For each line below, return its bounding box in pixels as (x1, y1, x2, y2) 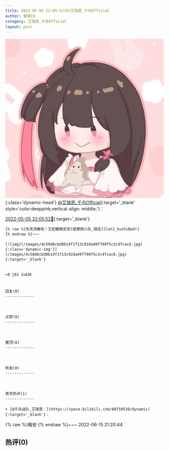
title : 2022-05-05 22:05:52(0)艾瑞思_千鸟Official (5, 8, 110, 13)
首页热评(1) (5, 391, 28, 396)
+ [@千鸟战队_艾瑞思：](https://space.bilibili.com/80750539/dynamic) (5, 407, 150, 412)
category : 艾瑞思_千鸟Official (5, 19, 67, 24)
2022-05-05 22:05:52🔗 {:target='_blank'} (5, 216, 90, 222)
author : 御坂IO (5, 13, 36, 19)
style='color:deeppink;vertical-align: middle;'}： (5, 206, 105, 212)
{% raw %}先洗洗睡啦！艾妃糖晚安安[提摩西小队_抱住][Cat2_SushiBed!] (5, 227, 140, 232)
